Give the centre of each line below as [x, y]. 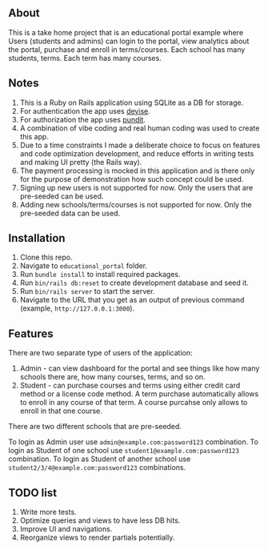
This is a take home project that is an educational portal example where [126, 32]
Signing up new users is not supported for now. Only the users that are [136, 187]
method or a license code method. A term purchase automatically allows [139, 394]
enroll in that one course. [61, 411]
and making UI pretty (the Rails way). [81, 162]
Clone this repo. [46, 257]
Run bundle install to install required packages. [100, 275]
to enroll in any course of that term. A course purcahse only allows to [134, 403]
